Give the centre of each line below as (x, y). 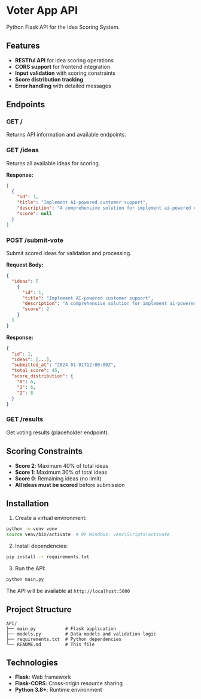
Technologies (32, 663)
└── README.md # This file (51, 644)
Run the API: (30, 568)
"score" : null (34, 214)
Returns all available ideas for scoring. (53, 163)
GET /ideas (22, 150)
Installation (28, 503)
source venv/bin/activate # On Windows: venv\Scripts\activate (88, 535)
